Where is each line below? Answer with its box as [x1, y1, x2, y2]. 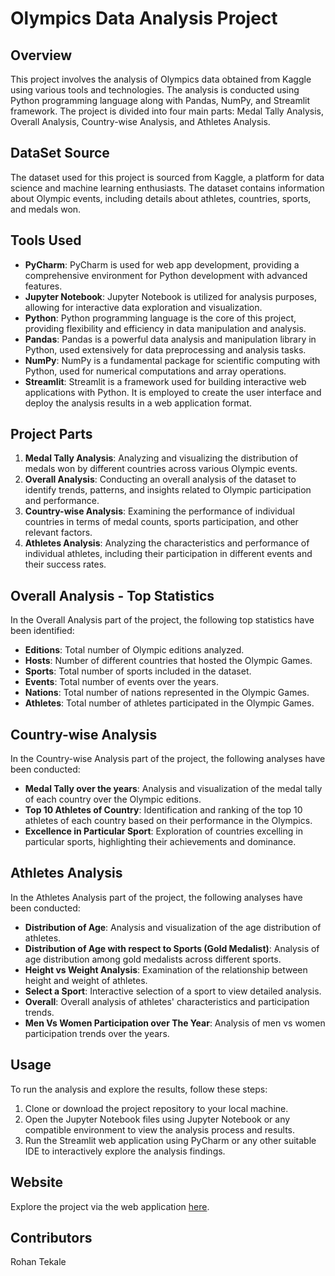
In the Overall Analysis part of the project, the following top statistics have [10, 614, 315, 626]
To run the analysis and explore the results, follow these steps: [10, 1083, 268, 1095]
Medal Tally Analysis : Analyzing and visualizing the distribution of [24, 452, 299, 464]
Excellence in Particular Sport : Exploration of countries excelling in [24, 825, 303, 837]
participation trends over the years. [24, 1027, 170, 1039]
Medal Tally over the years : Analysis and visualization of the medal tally [24, 783, 323, 795]
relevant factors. [24, 527, 93, 539]
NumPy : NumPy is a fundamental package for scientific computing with [24, 354, 321, 366]
